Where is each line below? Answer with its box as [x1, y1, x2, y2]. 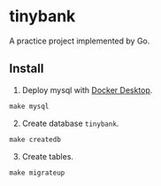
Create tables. [21, 151, 73, 161]
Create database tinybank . [21, 118, 119, 128]
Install [9, 61, 44, 76]
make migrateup [9, 168, 65, 177]
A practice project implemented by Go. [9, 35, 150, 46]
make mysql [9, 102, 50, 111]
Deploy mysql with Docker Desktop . [21, 84, 153, 95]
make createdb [9, 135, 62, 143]
